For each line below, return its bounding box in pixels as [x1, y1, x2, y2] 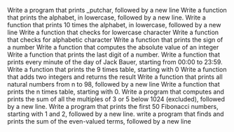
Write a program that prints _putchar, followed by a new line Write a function [7, 6, 228, 14]
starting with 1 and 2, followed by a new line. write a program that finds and [7, 110, 224, 118]
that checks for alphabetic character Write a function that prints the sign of [7, 36, 223, 44]
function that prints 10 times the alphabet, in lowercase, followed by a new [7, 21, 221, 29]
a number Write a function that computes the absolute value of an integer [7, 43, 219, 51]
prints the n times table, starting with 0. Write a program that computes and [7, 87, 224, 96]
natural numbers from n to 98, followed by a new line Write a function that [7, 80, 221, 88]
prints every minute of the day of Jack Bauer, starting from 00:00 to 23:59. [7, 58, 223, 66]
